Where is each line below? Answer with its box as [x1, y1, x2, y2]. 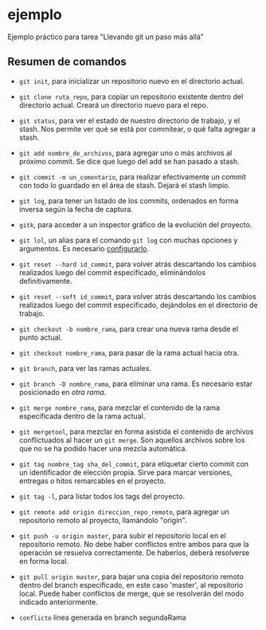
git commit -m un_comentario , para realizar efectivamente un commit [18, 171, 246, 181]
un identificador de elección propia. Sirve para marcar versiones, [18, 467, 233, 477]
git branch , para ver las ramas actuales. [18, 363, 152, 372]
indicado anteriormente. [18, 597, 99, 607]
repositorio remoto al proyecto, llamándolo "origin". [18, 515, 187, 525]
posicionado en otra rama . [18, 387, 107, 396]
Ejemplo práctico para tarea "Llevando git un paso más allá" [7, 32, 205, 41]
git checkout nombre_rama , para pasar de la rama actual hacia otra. [18, 348, 240, 357]
